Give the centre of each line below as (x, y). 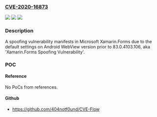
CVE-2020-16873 (27, 7)
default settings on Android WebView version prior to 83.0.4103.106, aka (78, 47)
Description (19, 31)
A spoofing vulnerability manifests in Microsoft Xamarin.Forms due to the (78, 41)
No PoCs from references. (31, 87)
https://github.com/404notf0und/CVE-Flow (56, 109)
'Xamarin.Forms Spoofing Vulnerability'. (45, 52)
